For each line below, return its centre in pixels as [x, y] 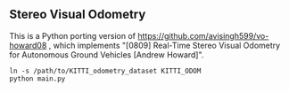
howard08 [28, 45]
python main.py [37, 79]
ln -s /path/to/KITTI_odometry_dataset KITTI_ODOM [105, 71]
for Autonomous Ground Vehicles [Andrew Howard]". [107, 54]
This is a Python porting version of [73, 35]
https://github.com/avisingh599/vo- [203, 35]
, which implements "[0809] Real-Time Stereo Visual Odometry [165, 45]
